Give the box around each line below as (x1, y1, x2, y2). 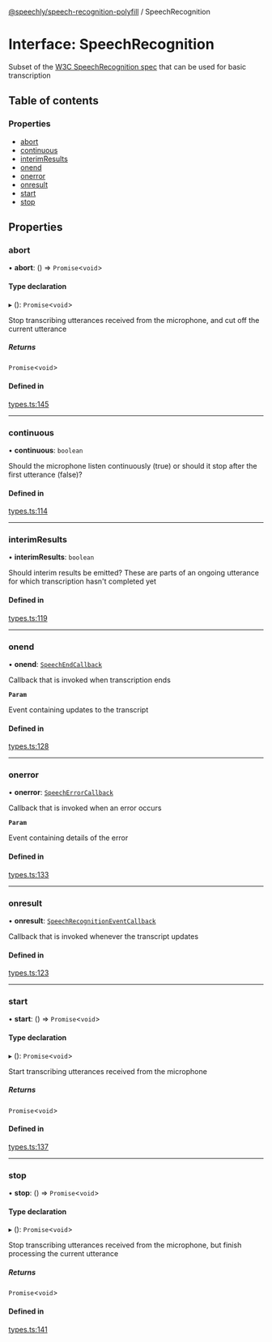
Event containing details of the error (8, 833, 129, 843)
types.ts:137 (8, 1141, 49, 1152)
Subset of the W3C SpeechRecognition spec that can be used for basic (8, 62, 247, 71)
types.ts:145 (8, 399, 49, 409)
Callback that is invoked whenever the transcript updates (8, 931, 199, 941)
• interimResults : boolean (8, 552, 95, 562)
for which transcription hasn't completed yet (8, 576, 156, 586)
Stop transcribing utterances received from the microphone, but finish (8, 1240, 242, 1250)
